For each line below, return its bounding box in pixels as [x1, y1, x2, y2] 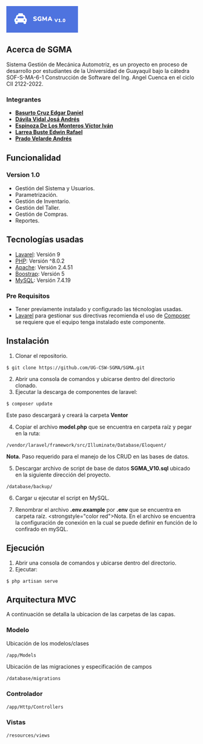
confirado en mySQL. [15, 525, 68, 532]
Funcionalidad [6, 153, 62, 163]
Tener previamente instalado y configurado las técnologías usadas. [15, 305, 183, 312]
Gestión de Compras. [15, 210, 68, 218]
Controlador [6, 689, 43, 698]
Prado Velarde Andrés [15, 135, 72, 142]
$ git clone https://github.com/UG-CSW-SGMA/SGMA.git [6, 365, 145, 371]
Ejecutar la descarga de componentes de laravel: [15, 388, 138, 395]
